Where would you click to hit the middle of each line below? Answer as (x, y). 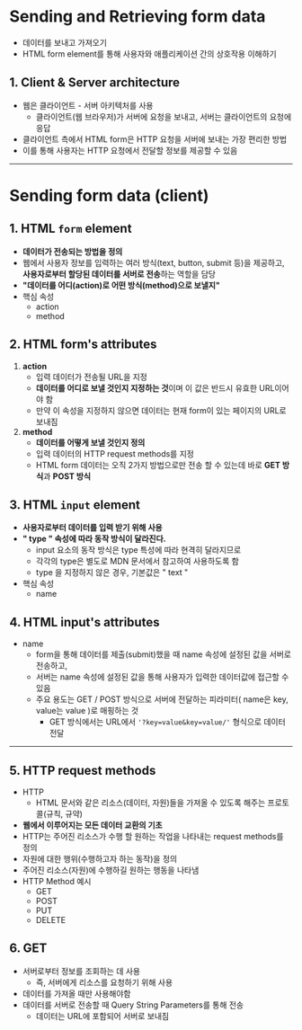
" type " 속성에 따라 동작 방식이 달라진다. (94, 539)
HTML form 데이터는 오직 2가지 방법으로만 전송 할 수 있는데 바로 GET (158, 465)
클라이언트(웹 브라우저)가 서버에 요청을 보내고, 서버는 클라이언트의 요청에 (164, 116)
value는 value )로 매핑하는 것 (87, 711)
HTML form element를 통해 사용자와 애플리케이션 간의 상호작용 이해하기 (149, 53)
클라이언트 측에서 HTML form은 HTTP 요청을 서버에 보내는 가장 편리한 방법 (155, 139)
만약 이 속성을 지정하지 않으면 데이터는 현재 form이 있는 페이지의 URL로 (161, 410)
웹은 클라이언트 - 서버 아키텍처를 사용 (88, 105)
